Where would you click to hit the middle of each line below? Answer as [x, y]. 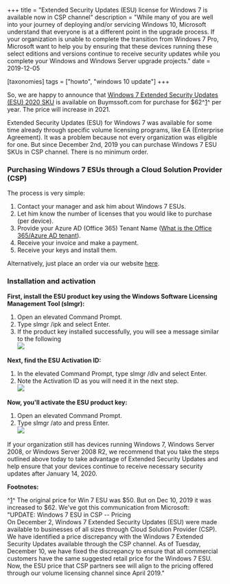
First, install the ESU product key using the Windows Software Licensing [112, 296]
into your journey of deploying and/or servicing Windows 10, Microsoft [107, 24]
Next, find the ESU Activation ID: [54, 360]
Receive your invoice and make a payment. [78, 243]
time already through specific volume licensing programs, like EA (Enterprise [115, 130]
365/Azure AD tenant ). [49, 235]
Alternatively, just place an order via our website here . [83, 264]
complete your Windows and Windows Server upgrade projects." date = [109, 61]
